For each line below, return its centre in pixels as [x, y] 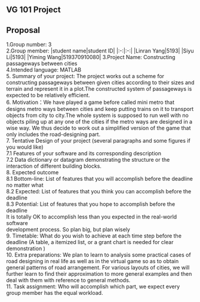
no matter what [25, 185]
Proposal [23, 30]
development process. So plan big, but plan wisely [68, 230]
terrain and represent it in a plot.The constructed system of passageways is [99, 89]
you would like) [25, 147]
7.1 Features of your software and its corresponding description [84, 153]
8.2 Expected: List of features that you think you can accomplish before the [99, 192]
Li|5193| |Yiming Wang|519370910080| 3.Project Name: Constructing [91, 57]
